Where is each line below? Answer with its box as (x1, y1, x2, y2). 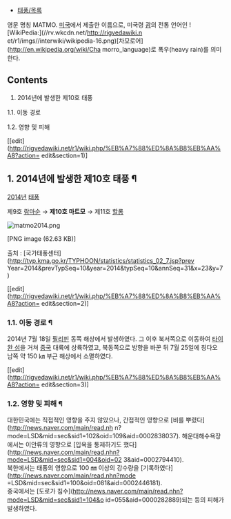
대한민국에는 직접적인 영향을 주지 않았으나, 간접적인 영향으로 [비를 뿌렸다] (7, 416, 205, 424)
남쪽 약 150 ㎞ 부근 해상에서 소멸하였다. (7, 351, 113, 360)
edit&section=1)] (41, 151, 88, 159)
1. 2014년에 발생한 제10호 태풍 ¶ (7, 173, 137, 185)
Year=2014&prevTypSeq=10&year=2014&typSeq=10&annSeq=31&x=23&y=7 (7, 264, 223, 272)
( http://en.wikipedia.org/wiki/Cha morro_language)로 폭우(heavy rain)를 (7, 46, 209, 53)
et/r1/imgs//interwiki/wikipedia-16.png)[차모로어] (7, 37, 143, 45)
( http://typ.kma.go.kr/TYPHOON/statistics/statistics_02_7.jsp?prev (7, 256, 194, 264)
